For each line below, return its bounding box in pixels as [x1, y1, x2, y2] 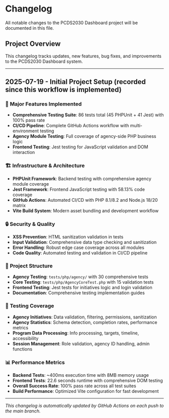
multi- [130, 123, 142, 129]
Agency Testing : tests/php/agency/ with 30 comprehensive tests [12, 274, 148, 280]
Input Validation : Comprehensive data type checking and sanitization [12, 239, 157, 245]
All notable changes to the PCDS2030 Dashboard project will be [5, 20, 138, 26]
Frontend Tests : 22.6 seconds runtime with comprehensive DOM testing [12, 377, 163, 383]
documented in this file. [5, 25, 54, 31]
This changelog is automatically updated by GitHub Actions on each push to [5, 402, 164, 408]
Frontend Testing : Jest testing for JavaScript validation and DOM [12, 144, 148, 150]
